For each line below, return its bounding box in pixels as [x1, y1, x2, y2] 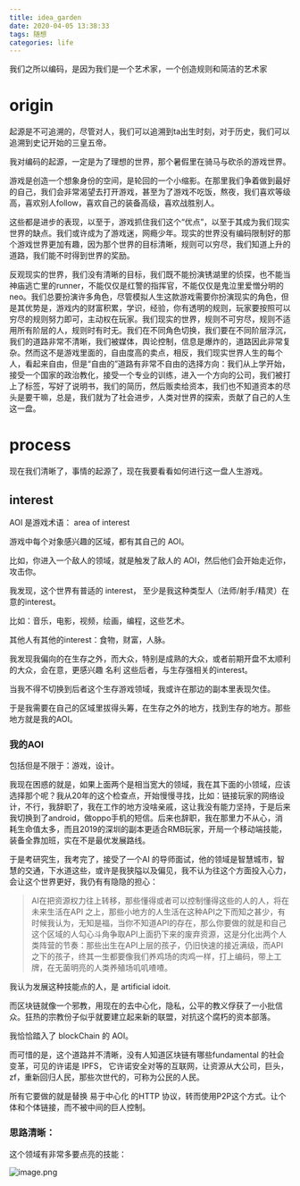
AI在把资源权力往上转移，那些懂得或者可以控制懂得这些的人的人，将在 [30, 896, 290, 906]
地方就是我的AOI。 [9, 713, 78, 724]
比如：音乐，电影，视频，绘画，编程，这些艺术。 [9, 615, 189, 626]
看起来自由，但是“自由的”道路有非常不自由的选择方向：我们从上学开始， [24, 358, 290, 369]
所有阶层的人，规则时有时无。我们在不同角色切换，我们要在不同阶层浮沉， [16, 325, 291, 336]
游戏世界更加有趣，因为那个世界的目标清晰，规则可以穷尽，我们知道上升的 [16, 239, 291, 250]
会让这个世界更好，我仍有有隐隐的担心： [9, 877, 158, 887]
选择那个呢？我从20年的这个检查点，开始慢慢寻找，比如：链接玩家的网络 [9, 790, 278, 801]
